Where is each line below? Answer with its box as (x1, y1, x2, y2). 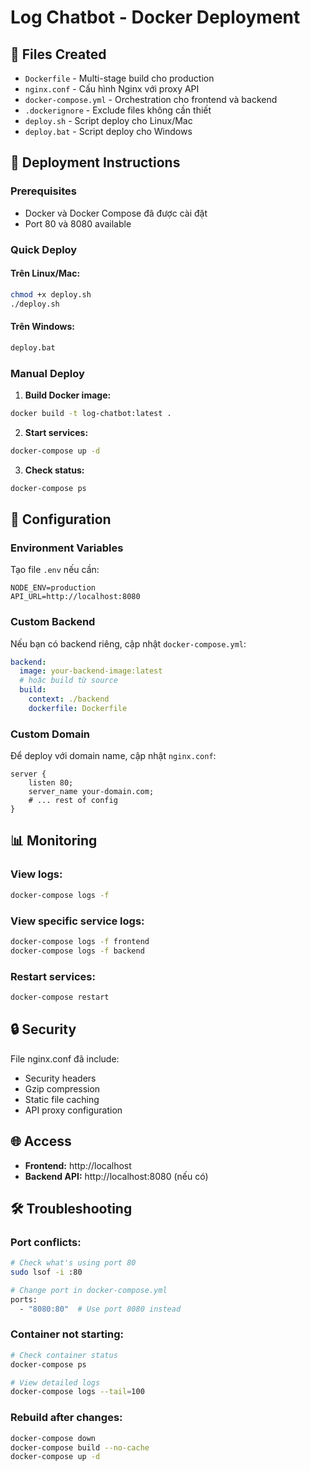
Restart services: (10, 969, 96, 983)
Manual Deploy (10, 366, 85, 380)
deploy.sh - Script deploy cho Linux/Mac (24, 115, 193, 126)
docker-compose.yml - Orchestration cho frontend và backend (24, 94, 278, 105)
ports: (10, 1294, 38, 1305)
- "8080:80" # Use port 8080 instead (19, 1304, 182, 1314)
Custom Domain (10, 727, 91, 741)
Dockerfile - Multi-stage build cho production (24, 72, 215, 84)
